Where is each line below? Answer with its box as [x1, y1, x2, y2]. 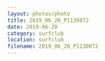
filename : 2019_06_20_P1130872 [7, 43, 99, 50]
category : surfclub [7, 29, 64, 37]
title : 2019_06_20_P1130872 [7, 17, 90, 24]
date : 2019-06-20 [7, 23, 58, 30]
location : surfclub [7, 36, 64, 43]
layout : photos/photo [7, 10, 71, 18]
